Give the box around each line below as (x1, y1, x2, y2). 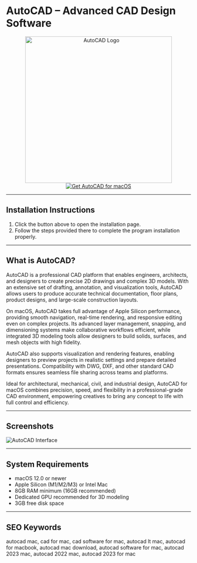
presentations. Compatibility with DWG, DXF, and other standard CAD (6, 362, 174, 369)
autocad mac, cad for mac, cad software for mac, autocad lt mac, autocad (6, 538, 186, 545)
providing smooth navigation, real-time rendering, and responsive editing (6, 314, 183, 321)
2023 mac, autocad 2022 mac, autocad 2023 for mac (6, 550, 136, 557)
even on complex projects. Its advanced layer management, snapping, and (6, 320, 186, 327)
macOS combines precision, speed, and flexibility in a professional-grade (6, 386, 184, 394)
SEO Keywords (6, 522, 62, 532)
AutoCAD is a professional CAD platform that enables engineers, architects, (6, 271, 189, 278)
